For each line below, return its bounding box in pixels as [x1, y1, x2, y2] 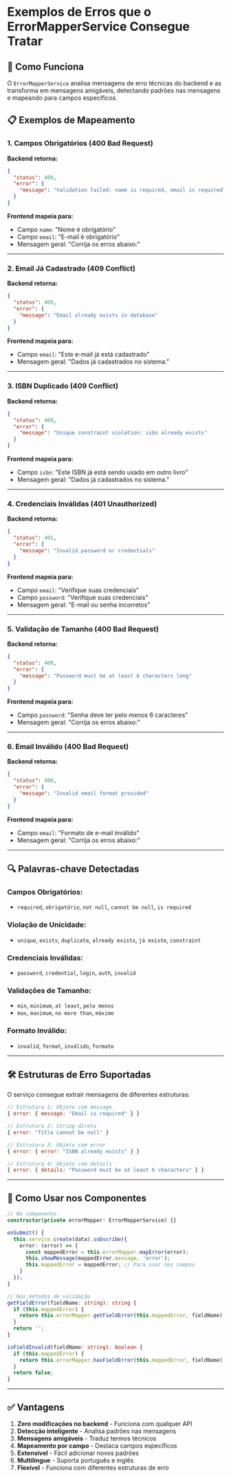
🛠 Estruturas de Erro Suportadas [7, 1069, 151, 1080]
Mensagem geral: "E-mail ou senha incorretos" [16, 600, 151, 609]
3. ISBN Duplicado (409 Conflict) [7, 381, 119, 391]
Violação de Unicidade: [7, 920, 87, 930]
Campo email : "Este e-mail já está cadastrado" [16, 350, 150, 359]
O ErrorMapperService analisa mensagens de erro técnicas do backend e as [7, 79, 222, 87]
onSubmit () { [7, 1229, 45, 1236]
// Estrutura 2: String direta [7, 1123, 97, 1130]
